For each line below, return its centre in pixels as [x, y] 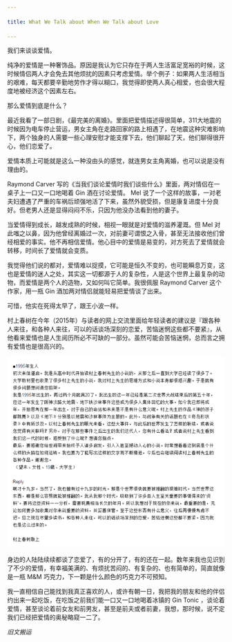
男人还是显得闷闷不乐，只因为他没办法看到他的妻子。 [107, 210]
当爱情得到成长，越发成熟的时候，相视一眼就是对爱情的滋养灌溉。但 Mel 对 [114, 225]
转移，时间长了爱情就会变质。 [49, 251]
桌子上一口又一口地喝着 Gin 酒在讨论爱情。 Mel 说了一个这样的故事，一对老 [115, 193]
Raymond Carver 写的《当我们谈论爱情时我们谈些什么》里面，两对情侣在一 [114, 184]
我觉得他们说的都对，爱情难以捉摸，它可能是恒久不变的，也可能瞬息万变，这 [116, 265]
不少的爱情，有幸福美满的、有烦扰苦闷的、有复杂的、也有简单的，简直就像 [119, 568]
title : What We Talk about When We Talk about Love [83, 22]
